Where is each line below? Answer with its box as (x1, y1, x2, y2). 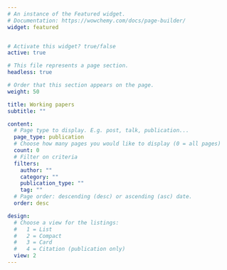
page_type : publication (14, 134, 84, 141)
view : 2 (14, 252, 37, 259)
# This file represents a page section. (7, 62, 130, 70)
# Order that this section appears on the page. (7, 82, 154, 89)
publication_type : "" (20, 180, 84, 187)
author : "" (20, 166, 53, 174)
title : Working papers (7, 101, 75, 108)
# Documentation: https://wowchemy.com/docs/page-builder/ (7, 17, 186, 24)
